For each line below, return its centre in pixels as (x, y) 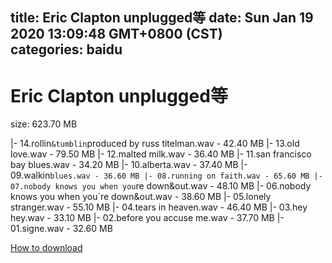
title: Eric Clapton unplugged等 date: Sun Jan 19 (162, 18)
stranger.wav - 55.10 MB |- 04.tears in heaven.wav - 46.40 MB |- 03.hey (159, 207)
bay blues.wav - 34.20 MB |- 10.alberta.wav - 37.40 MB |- (129, 165)
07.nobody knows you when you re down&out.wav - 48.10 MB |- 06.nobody (161, 186)
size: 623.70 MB (44, 124)
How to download (46, 248)
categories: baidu (66, 49)
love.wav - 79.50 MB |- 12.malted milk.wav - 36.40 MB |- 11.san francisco (161, 154)
